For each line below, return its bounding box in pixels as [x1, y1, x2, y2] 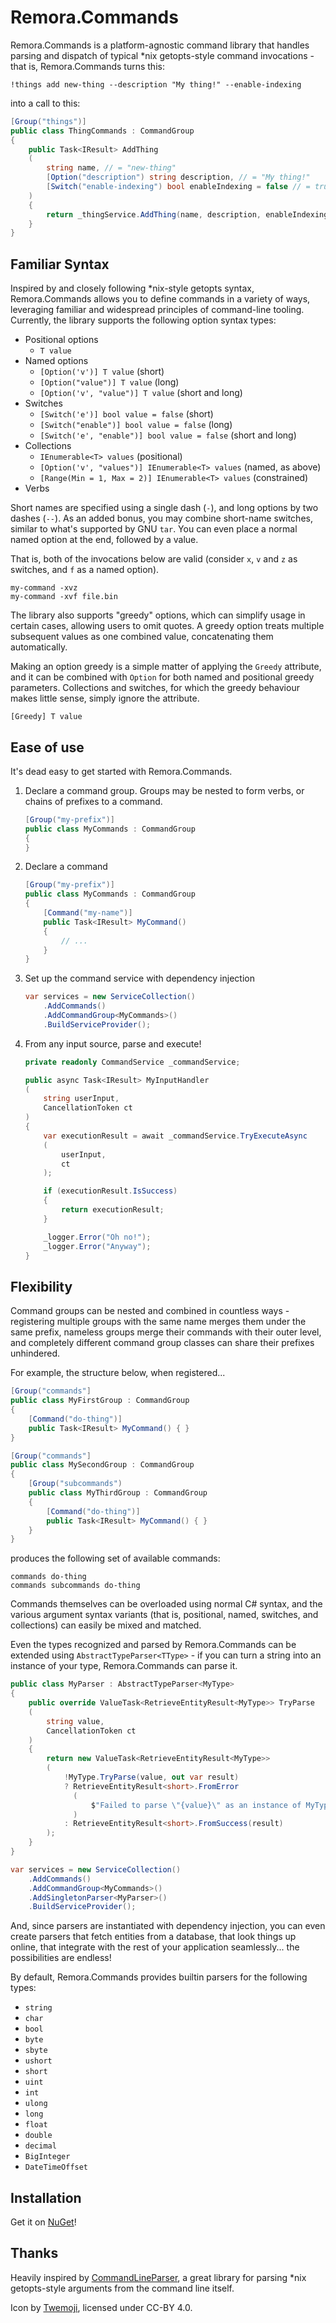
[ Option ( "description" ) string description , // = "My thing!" [46, 172, 311, 183]
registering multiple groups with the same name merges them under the [10, 1316, 307, 1328]
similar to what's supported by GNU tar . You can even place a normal [10, 523, 298, 535]
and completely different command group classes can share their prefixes [10, 1337, 315, 1349]
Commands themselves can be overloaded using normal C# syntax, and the [10, 1598, 323, 1610]
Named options [24, 355, 89, 367]
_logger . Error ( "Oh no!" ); [43, 1232, 152, 1242]
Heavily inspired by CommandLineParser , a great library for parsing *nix [10, 2271, 307, 2283]
